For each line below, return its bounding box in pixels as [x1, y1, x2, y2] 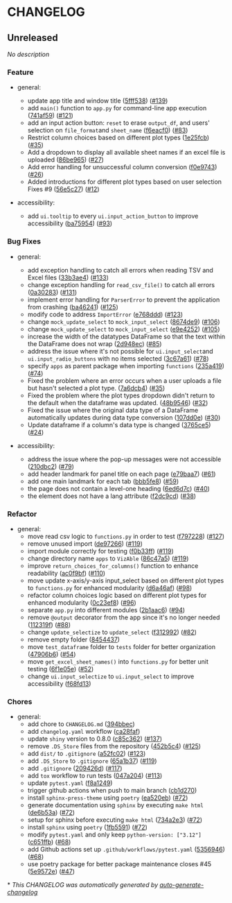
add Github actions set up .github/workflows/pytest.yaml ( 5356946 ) [27, 845, 225, 854]
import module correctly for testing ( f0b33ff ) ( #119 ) [27, 547, 175, 555]
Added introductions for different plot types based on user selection [27, 178, 222, 186]
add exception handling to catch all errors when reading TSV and [27, 266, 213, 274]
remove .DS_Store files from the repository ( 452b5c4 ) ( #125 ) [27, 742, 202, 750]
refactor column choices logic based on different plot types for [27, 591, 207, 599]
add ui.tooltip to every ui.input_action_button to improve [27, 212, 199, 221]
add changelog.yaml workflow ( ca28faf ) [27, 728, 141, 736]
